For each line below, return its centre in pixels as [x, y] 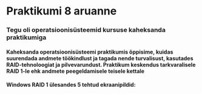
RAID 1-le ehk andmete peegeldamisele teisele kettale [75, 71]
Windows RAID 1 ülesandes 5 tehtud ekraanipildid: [71, 85]
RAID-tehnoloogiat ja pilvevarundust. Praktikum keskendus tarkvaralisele [101, 64]
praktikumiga [26, 37]
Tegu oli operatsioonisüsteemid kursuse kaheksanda [86, 30]
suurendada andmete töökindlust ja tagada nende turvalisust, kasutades [100, 58]
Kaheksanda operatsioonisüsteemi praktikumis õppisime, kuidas [90, 52]
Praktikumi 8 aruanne [62, 11]
